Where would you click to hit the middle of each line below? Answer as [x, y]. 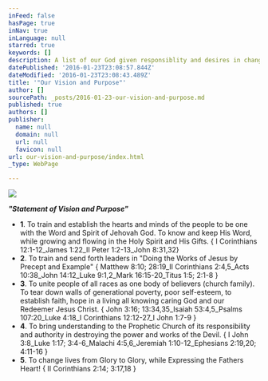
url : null [32, 142]
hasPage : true [32, 23]
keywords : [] [30, 53]
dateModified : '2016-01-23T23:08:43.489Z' [80, 75]
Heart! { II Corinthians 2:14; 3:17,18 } [78, 369]
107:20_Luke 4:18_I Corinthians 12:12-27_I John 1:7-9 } [108, 318]
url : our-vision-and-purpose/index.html [77, 157]
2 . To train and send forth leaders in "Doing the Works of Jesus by [129, 258]
